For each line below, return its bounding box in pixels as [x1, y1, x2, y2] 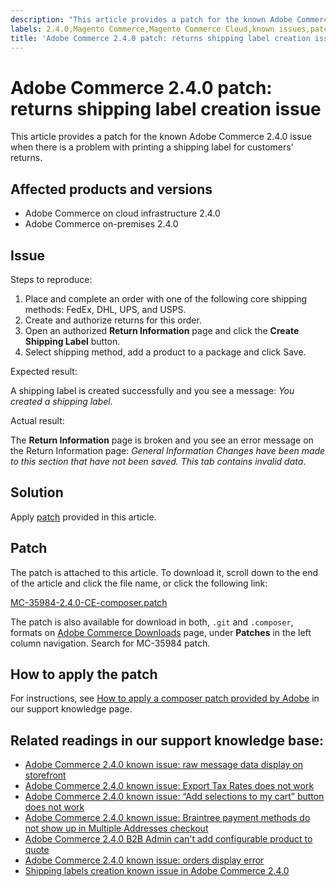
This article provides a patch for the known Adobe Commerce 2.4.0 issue [10, 131, 312, 143]
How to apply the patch [10, 666, 158, 683]
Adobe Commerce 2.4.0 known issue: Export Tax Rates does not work [24, 780, 315, 792]
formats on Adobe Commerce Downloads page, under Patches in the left [10, 626, 312, 638]
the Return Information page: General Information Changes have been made [10, 444, 326, 456]
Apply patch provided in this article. [10, 511, 157, 523]
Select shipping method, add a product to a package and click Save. [24, 346, 307, 358]
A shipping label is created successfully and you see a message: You [10, 384, 295, 396]
